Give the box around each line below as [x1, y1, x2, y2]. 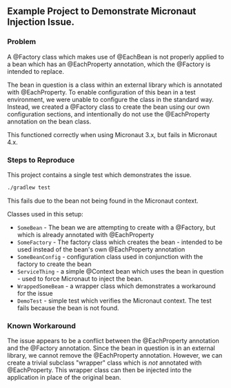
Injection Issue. [7, 17, 74, 28]
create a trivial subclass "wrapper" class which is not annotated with [7, 358, 202, 367]
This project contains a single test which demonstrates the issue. [7, 170, 192, 178]
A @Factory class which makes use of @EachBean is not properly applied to [7, 52, 224, 61]
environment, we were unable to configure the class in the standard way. [7, 95, 214, 103]
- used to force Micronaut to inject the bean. [17, 274, 143, 283]
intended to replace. [7, 67, 64, 75]
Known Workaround [7, 320, 76, 330]
